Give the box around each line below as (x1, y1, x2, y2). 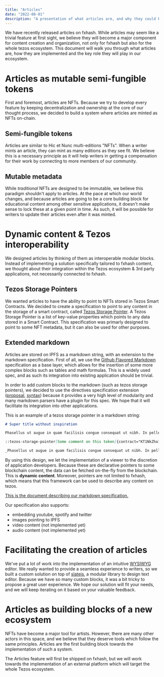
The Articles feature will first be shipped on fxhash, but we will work (5, 655, 142, 661)
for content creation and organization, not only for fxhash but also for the (5, 40, 152, 46)
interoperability (5, 239, 69, 250)
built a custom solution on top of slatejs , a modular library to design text (5, 571, 149, 577)
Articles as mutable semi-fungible (5, 73, 146, 84)
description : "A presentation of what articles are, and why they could (5, 16, 156, 21)
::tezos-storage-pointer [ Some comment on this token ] (5, 440, 117, 444)
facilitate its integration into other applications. (5, 403, 99, 409)
